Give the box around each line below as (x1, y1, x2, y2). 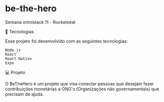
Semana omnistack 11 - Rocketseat (5, 19, 76, 25)
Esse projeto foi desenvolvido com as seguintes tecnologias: (5, 38, 128, 44)
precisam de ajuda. (5, 91, 44, 97)
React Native (5, 56, 32, 61)
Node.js (5, 48, 21, 52)
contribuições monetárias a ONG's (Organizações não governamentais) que (5, 86, 159, 92)
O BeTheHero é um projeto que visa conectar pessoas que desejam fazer (5, 80, 154, 86)
